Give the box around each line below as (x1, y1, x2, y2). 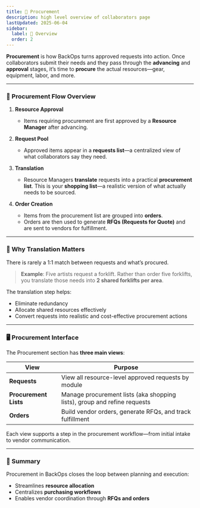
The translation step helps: (6, 288, 71, 295)
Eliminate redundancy (14, 299, 68, 307)
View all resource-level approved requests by (61, 373, 189, 382)
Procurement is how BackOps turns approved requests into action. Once (6, 53, 186, 60)
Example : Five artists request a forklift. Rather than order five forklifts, (20, 270, 192, 277)
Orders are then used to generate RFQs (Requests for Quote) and (23, 218, 186, 225)
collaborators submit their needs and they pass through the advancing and (6, 59, 190, 66)
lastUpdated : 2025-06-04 (6, 20, 68, 26)
